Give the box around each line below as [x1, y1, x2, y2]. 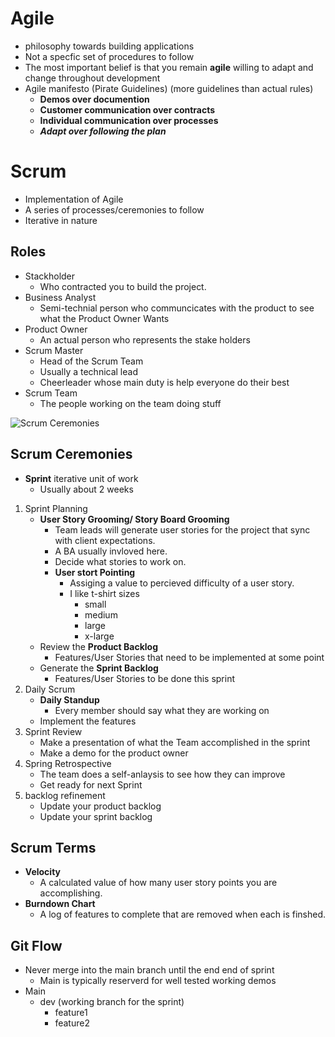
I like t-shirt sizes [69, 587, 140, 599]
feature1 [54, 1007, 88, 1019]
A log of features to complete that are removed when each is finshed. [39, 908, 326, 921]
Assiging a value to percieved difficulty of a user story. [69, 577, 295, 589]
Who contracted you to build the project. [39, 280, 207, 292]
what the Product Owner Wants [39, 312, 170, 324]
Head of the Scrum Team [39, 355, 144, 367]
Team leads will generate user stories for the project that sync [54, 523, 311, 536]
